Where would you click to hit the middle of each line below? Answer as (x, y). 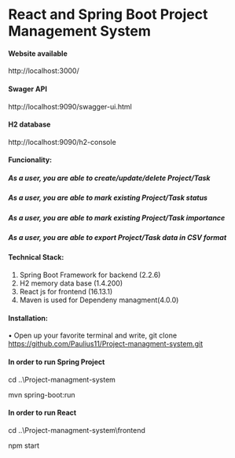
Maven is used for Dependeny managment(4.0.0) (99, 300)
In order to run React (42, 413)
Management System (80, 31)
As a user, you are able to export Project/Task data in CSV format (117, 238)
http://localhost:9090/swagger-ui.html (70, 106)
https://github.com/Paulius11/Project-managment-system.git (105, 344)
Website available (38, 54)
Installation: (28, 318)
